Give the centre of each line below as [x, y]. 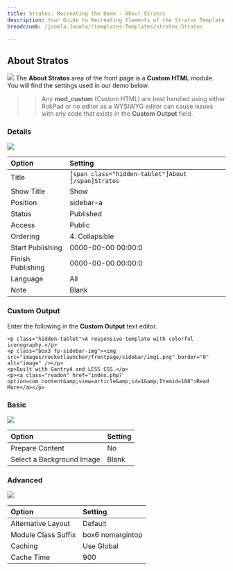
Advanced [25, 480]
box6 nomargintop [113, 535]
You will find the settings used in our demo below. [78, 86]
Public [79, 225]
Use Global [101, 546]
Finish [20, 259]
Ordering [25, 236]
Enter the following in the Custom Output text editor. [82, 326]
